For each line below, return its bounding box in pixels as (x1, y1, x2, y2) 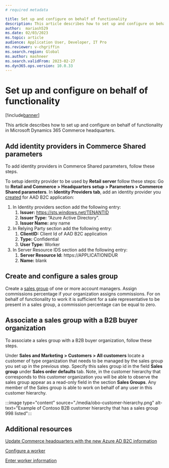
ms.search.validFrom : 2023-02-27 (5, 58, 75, 63)
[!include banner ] (5, 112, 40, 118)
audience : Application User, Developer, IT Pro (5, 40, 107, 45)
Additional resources (5, 425, 72, 433)
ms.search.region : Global (5, 49, 59, 54)
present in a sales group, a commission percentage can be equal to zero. (5, 301, 156, 307)
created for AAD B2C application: (5, 194, 74, 200)
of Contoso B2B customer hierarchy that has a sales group (37, 405, 158, 411)
